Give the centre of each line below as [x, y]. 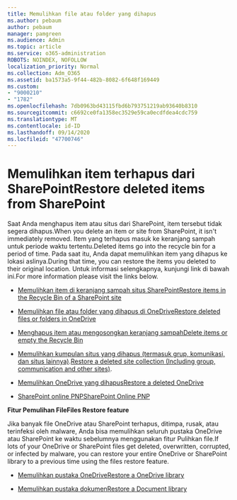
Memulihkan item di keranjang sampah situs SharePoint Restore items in [122, 290]
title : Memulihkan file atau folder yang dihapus [82, 14]
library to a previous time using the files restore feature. [88, 462]
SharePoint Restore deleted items [106, 189]
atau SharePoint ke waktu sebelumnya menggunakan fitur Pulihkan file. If [113, 439]
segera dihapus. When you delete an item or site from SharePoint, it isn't [112, 232]
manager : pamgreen [34, 34]
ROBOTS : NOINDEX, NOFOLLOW [47, 60]
